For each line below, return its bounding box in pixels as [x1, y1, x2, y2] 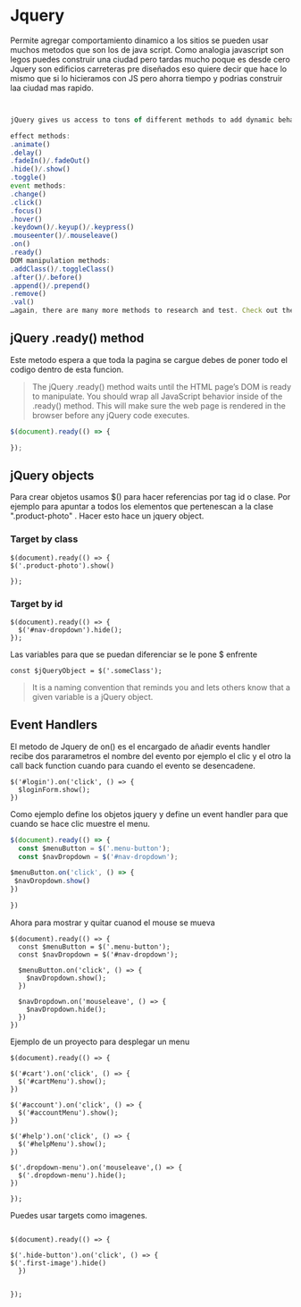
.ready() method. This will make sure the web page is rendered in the [31, 400, 287, 411]
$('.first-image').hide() [10, 1258, 106, 1268]
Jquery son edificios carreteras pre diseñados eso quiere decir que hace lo [10, 63, 288, 74]
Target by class [10, 533, 79, 545]
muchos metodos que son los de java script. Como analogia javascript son [10, 44, 284, 55]
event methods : [10, 181, 67, 190]
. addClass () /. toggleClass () [10, 265, 115, 274]
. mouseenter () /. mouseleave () [10, 232, 119, 240]
